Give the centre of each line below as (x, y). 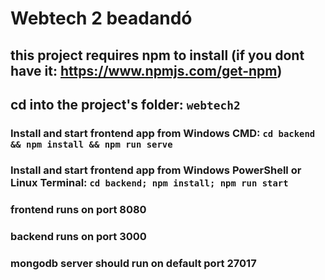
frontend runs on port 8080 (78, 209)
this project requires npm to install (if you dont (157, 55)
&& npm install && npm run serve (91, 144)
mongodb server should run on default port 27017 (133, 263)
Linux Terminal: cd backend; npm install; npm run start (149, 182)
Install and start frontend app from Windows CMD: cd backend (163, 133)
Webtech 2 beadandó (101, 18)
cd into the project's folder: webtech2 (125, 104)
